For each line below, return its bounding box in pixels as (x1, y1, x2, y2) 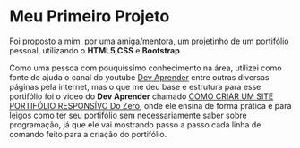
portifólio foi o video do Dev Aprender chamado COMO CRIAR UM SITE (9, 91, 274, 102)
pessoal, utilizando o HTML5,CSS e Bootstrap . (9, 45, 183, 55)
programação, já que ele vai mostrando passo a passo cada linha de (9, 119, 261, 130)
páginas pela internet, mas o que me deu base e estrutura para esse (9, 81, 261, 92)
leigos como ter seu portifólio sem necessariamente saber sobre (9, 110, 248, 120)
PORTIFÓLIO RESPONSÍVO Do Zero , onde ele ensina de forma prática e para (9, 100, 292, 111)
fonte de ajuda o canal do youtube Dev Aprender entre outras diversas (9, 71, 270, 82)
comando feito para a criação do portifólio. (9, 128, 167, 139)
